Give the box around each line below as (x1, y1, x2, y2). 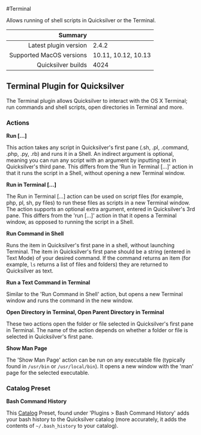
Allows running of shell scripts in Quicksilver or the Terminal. (6, 17, 156, 23)
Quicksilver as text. (6, 267, 54, 274)
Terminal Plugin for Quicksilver (6, 81, 125, 91)
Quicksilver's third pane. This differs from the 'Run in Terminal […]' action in (6, 163, 194, 170)
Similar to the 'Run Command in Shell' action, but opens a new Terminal (6, 291, 183, 298)
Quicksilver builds (37, 61, 87, 69)
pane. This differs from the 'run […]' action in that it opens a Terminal (6, 212, 177, 219)
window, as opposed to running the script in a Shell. (6, 218, 134, 226)
